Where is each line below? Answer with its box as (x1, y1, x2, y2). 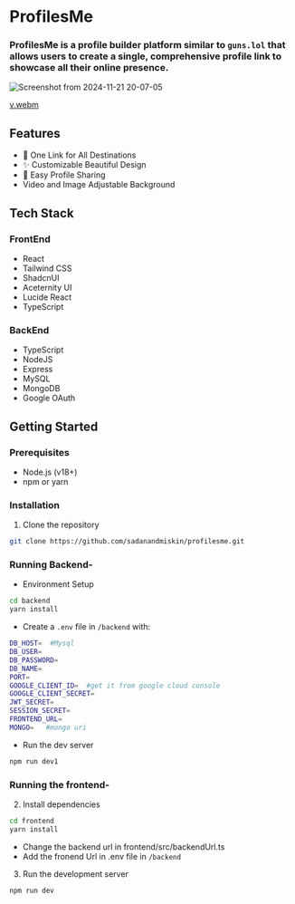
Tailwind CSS (22, 263, 72, 274)
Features (9, 125, 61, 141)
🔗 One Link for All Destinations (22, 149, 137, 160)
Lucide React (22, 292, 72, 303)
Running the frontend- (9, 778, 110, 791)
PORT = (9, 672, 30, 681)
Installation (9, 498, 61, 511)
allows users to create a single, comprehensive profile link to (9, 50, 282, 63)
